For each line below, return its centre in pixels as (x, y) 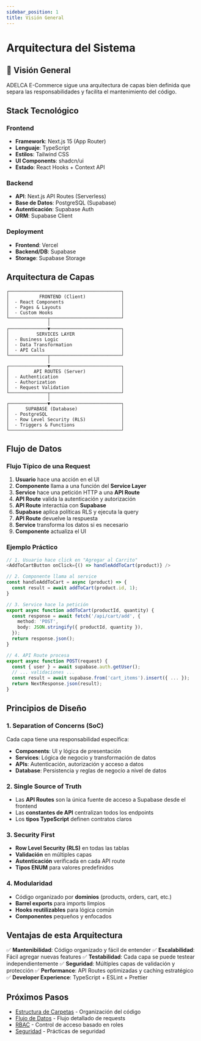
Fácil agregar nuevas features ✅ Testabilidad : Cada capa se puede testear (101, 957)
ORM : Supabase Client (44, 216)
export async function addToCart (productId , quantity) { (80, 610)
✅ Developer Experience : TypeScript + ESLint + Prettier (77, 978)
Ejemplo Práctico (32, 547)
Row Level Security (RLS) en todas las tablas (72, 848)
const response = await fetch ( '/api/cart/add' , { (76, 616)
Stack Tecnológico (43, 111)
